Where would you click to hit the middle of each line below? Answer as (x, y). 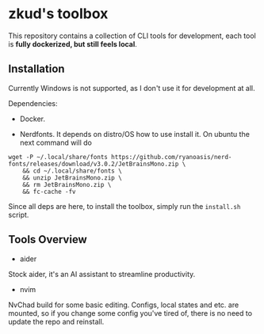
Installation (36, 69)
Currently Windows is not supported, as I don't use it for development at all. (132, 88)
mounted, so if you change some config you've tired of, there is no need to (130, 313)
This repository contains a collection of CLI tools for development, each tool (132, 36)
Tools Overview (48, 239)
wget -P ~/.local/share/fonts (58, 157)
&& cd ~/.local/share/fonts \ (73, 171)
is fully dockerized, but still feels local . (73, 44)
